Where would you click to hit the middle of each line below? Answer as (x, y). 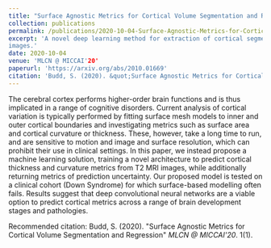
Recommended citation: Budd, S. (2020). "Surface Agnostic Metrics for (127, 226)
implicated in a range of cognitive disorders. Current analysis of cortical (127, 107)
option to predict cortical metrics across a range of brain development (125, 202)
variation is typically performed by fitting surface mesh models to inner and (133, 116)
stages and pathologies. (48, 210)
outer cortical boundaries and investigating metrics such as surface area (129, 124)
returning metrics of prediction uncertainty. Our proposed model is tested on (135, 176)
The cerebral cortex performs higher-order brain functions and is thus (125, 99)
